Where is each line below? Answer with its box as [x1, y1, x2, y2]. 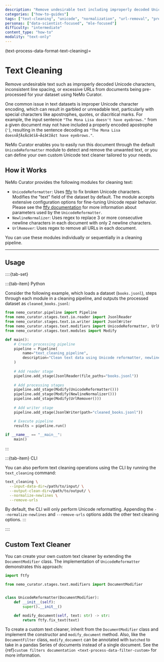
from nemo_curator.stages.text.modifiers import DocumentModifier [5, 582, 143, 587]
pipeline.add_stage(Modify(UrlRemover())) [14, 397, 102, 401]
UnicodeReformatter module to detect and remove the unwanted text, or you [5, 147, 158, 153]
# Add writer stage [14, 405, 54, 410]
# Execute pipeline [14, 419, 54, 423]
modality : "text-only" [5, 35, 51, 40]
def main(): [5, 337, 29, 342]
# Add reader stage [14, 369, 54, 374]
